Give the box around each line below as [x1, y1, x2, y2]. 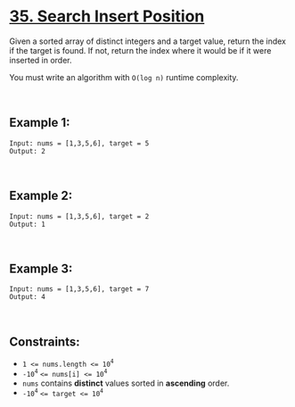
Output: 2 [9, 146, 46, 155]
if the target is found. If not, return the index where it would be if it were [9, 45, 272, 55]
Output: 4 [9, 293, 46, 302]
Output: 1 [9, 220, 46, 228]
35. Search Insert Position [9, 6, 205, 27]
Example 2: [9, 188, 73, 203]
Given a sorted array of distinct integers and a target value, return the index [9, 36, 287, 46]
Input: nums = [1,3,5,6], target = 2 [9, 212, 150, 220]
